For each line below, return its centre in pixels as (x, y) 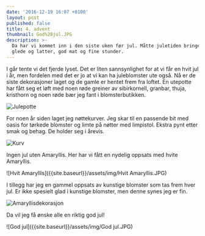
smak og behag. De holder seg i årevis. (56, 131)
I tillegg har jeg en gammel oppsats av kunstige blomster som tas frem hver (101, 185)
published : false (28, 23)
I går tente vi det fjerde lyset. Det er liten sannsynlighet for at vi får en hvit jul (103, 69)
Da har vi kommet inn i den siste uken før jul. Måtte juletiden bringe (106, 46)
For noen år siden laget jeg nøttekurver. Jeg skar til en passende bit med (98, 118)
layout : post (23, 18)
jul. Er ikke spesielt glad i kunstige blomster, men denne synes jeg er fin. (97, 191)
